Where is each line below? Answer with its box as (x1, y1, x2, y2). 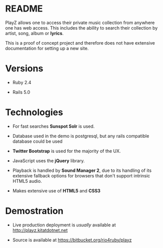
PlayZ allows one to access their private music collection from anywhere (5, 20, 155, 26)
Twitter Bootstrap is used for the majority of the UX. (12, 148, 121, 154)
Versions (5, 63, 44, 74)
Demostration (5, 205, 64, 216)
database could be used (12, 138, 63, 144)
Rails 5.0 (12, 89, 31, 95)
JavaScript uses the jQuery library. (12, 157, 85, 163)
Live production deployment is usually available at (12, 221, 116, 228)
